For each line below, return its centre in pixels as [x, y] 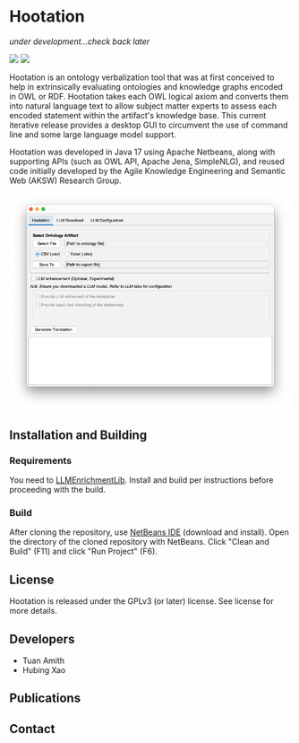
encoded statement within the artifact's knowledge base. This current [138, 115]
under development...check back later [80, 41]
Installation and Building [78, 435]
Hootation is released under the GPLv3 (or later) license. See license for [141, 601]
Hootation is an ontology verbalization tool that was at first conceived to [142, 77]
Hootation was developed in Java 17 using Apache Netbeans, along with [142, 152]
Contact [32, 729]
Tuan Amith [43, 660]
